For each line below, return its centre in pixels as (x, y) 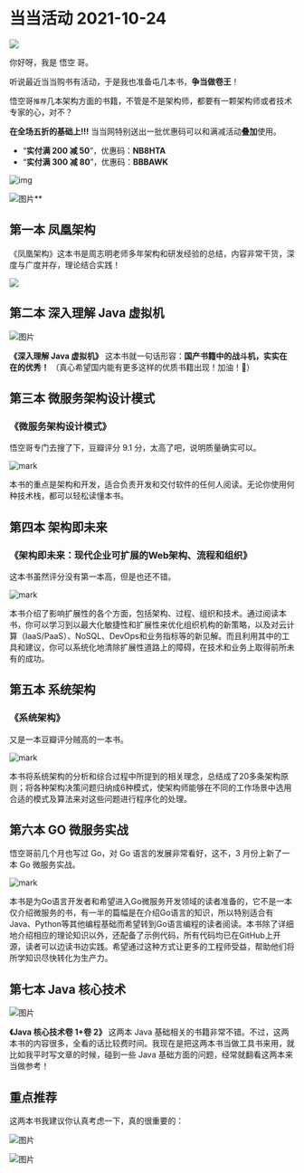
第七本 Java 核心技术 (68, 989)
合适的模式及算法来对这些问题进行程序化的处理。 (100, 798)
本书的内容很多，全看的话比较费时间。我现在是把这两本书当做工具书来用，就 (152, 1044)
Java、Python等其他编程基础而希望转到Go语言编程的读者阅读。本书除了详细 (152, 924)
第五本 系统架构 (52, 690)
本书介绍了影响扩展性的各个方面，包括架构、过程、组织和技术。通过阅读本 (148, 613)
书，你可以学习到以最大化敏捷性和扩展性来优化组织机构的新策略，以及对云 (148, 625)
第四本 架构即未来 (58, 527)
